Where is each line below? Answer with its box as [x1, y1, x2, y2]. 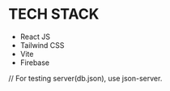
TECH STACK [8, 5, 100, 24]
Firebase [19, 58, 50, 67]
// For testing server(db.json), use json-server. [8, 73, 163, 83]
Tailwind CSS [19, 40, 65, 50]
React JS [19, 32, 51, 41]
